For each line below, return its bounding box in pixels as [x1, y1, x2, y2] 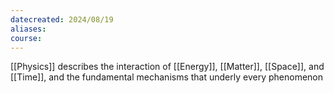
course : [10, 33, 43, 43]
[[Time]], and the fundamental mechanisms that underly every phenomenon [10, 71, 324, 83]
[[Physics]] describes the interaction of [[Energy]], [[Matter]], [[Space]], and [10, 61, 325, 73]
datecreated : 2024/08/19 [10, 14, 114, 25]
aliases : [10, 24, 47, 34]
